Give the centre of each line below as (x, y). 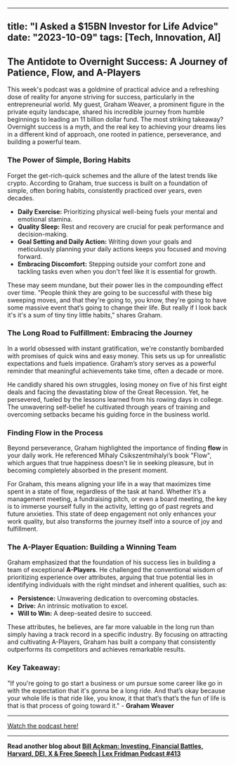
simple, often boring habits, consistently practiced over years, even (105, 190)
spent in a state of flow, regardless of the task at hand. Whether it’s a (107, 492)
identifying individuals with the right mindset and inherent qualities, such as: (117, 585)
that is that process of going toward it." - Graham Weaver (91, 705)
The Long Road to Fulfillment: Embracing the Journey (100, 333)
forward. (30, 256)
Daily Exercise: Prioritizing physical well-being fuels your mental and (117, 211)
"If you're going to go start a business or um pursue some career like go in (115, 683)
